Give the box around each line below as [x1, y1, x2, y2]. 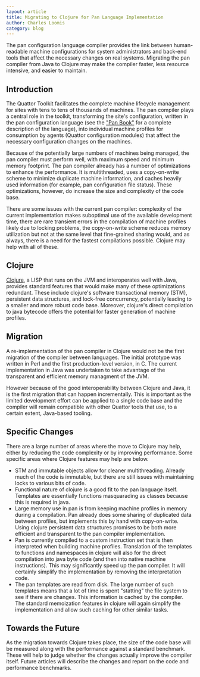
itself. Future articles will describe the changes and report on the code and [6, 658, 189, 665]
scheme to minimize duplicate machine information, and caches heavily [6, 175, 182, 182]
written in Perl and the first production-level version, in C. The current [6, 360, 177, 367]
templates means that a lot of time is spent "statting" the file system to [14, 587, 187, 594]
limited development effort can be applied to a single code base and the [6, 397, 183, 404]
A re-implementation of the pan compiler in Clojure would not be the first [6, 347, 185, 354]
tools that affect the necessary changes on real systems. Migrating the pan [6, 54, 190, 61]
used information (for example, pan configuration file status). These [6, 181, 173, 188]
